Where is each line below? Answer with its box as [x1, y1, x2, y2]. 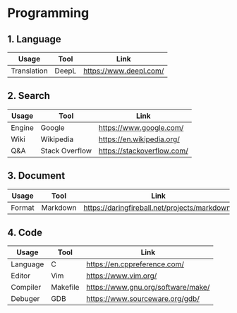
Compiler [11, 283, 42, 293]
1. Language [7, 33, 61, 45]
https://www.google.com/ [98, 122, 184, 132]
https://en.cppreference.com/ [86, 259, 185, 269]
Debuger [11, 294, 40, 304]
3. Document [7, 170, 66, 182]
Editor [11, 271, 30, 280]
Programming [7, 5, 90, 21]
